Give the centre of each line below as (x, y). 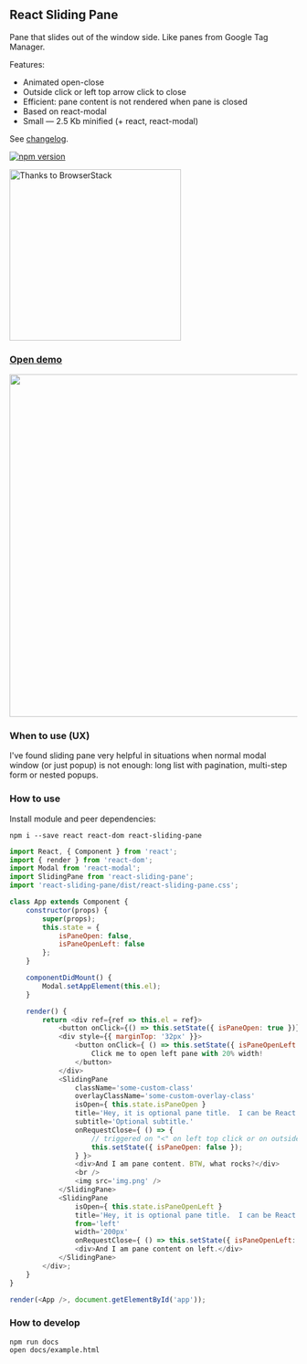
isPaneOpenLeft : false (101, 945)
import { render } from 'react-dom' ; (81, 860)
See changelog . (39, 138)
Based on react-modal (64, 111)
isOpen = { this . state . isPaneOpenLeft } (148, 1206)
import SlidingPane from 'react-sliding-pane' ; (102, 877)
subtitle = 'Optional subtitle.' (134, 1122)
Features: (27, 64)
